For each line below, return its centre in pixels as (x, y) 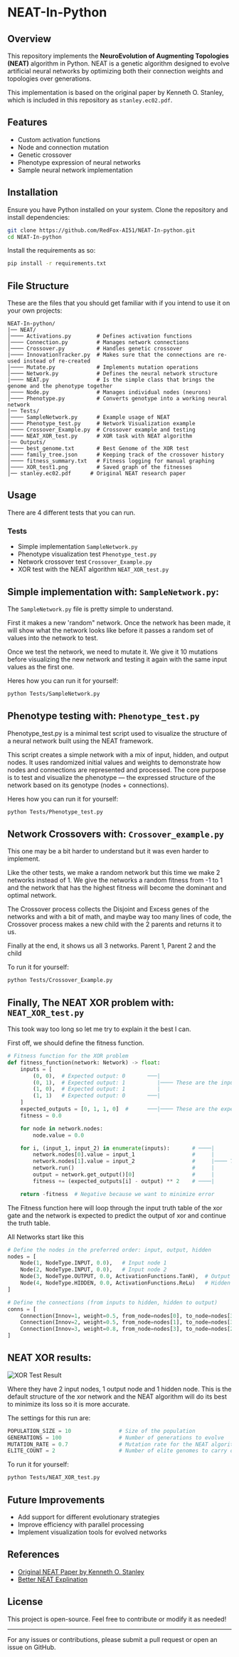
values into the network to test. (53, 638)
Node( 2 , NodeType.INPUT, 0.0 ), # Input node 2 (94, 1270)
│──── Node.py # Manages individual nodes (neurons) (110, 392)
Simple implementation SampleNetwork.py (78, 547)
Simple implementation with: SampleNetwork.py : (113, 592)
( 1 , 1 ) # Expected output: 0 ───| (97, 1096)
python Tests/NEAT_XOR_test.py (54, 1478)
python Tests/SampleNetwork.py (54, 694)
